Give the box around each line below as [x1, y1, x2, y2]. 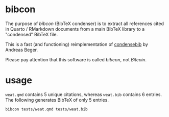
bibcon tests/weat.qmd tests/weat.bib [5, 106, 88, 112]
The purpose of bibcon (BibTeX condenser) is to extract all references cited [5, 20, 164, 27]
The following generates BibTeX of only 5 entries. [5, 97, 109, 103]
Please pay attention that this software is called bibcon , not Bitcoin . [5, 56, 147, 62]
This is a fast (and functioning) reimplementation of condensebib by [5, 41, 148, 47]
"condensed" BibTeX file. [5, 31, 58, 37]
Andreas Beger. [5, 46, 38, 53]
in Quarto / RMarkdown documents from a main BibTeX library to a [5, 26, 145, 32]
